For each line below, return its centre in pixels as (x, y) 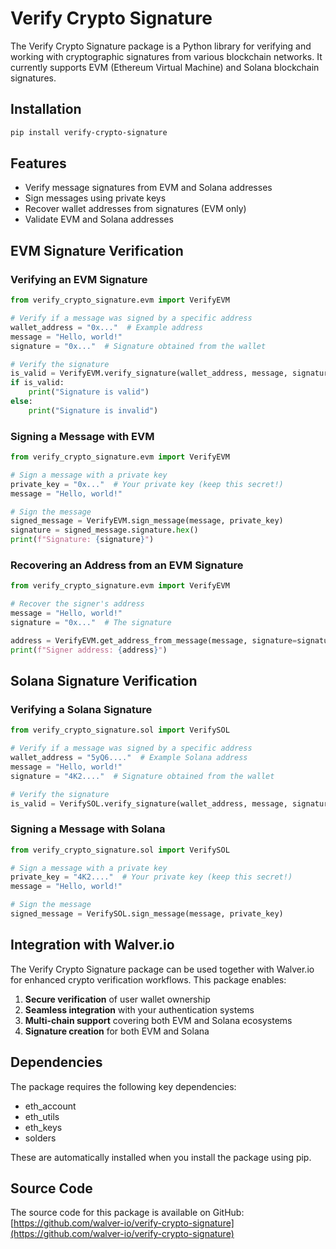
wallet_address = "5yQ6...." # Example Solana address (129, 758)
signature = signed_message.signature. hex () (104, 530)
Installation (46, 109)
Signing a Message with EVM (82, 436)
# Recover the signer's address (77, 604)
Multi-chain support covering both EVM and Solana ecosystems (158, 1020)
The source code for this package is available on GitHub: (127, 1213)
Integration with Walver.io (92, 945)
